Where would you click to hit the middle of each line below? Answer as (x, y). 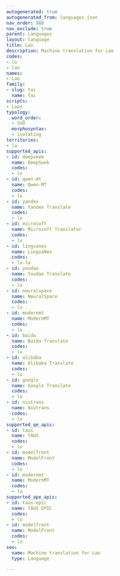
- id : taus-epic (26, 502)
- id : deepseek (25, 157)
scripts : (17, 101)
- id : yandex (22, 202)
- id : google (22, 380)
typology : (19, 112)
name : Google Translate (41, 385)
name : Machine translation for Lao (56, 553)
